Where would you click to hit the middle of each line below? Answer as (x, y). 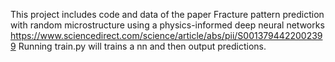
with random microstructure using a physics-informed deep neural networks (167, 25)
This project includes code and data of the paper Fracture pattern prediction (167, 14)
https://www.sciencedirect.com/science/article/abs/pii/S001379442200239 (166, 35)
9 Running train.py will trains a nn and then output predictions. (138, 46)
